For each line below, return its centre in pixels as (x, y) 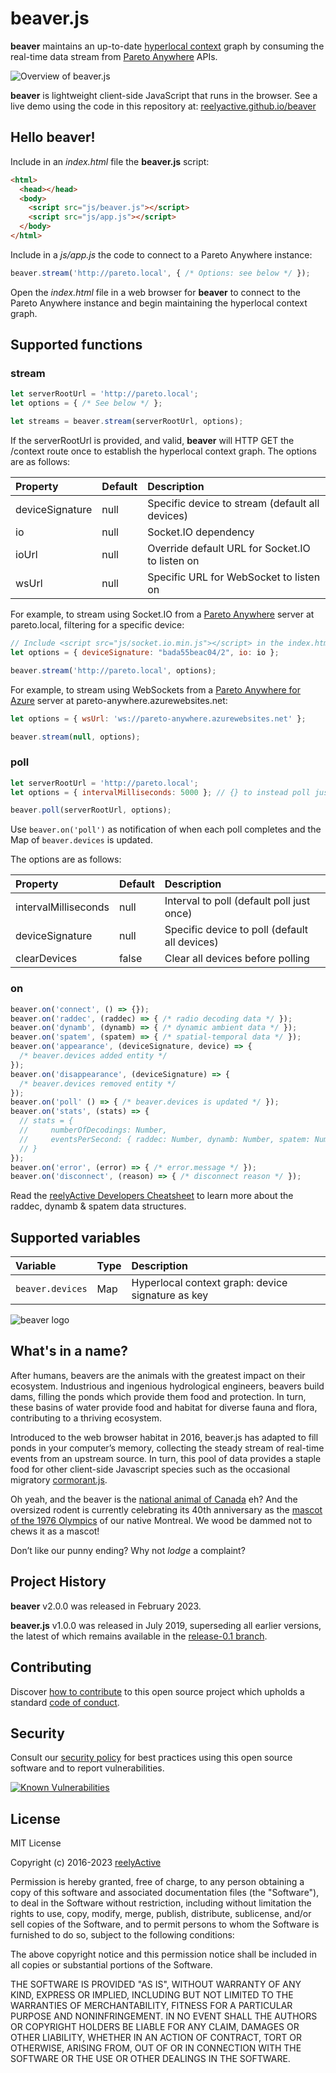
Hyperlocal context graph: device (209, 1283)
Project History (58, 1582)
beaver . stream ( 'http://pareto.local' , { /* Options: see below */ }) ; (160, 273)
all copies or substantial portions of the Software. (111, 1965)
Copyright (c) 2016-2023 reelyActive (86, 1863)
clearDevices (46, 959)
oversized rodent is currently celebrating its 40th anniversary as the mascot (166, 1509)
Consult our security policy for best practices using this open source (151, 1758)
